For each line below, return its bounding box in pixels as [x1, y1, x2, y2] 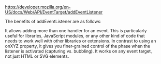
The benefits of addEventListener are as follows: [5, 19, 102, 24]
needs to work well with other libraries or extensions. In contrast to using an [5, 38, 156, 44]
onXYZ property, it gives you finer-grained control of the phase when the [5, 43, 150, 49]
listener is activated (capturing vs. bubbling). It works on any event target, [5, 48, 152, 54]
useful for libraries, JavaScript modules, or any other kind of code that [5, 33, 145, 38]
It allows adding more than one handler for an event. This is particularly [5, 28, 147, 33]
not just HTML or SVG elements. [5, 53, 69, 59]
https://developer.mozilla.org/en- [5, 4, 71, 10]
